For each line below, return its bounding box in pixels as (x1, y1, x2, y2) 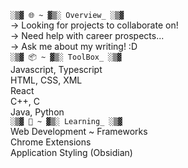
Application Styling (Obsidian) (10, 147, 133, 158)
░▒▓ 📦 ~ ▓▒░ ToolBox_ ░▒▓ (10, 52, 122, 62)
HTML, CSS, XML (10, 74, 83, 86)
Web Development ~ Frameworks (10, 126, 148, 137)
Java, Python (10, 106, 65, 118)
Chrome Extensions (10, 136, 92, 148)
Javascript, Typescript (10, 64, 103, 75)
